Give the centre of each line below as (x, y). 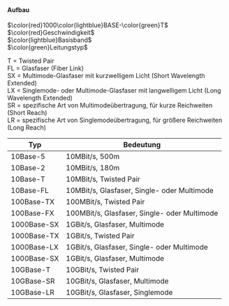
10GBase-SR (33, 281)
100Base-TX (32, 202)
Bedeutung (142, 145)
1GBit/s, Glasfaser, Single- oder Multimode (137, 247)
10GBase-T (31, 270)
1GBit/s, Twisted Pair (100, 236)
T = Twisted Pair (31, 61)
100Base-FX (32, 213)
